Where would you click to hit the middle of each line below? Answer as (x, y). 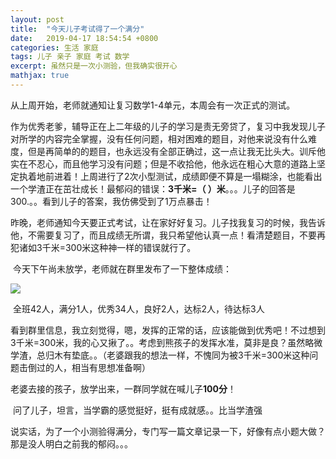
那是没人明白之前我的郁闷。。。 (71, 443)
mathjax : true (40, 76)
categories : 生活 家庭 (54, 47)
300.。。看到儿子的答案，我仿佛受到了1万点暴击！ (111, 201)
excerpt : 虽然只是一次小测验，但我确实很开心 (94, 66)
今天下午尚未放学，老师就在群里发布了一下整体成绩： (122, 268)
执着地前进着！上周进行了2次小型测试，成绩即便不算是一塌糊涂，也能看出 (170, 176)
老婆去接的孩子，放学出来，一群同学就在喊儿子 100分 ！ (123, 388)
